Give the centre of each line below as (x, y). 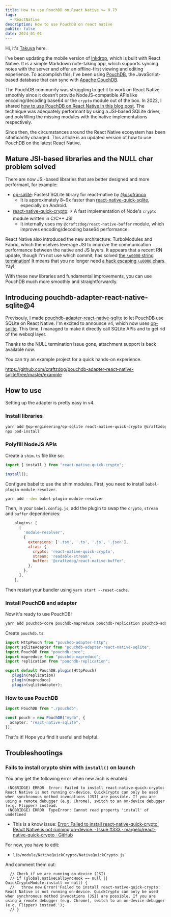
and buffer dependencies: (33, 514)
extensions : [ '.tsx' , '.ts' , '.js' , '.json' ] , (78, 542)
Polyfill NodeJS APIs (31, 444)
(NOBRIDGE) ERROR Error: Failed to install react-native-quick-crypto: (86, 788)
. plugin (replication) (33, 676)
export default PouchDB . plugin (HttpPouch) (51, 671)
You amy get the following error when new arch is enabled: (67, 779)
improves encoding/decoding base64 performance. (74, 229)
